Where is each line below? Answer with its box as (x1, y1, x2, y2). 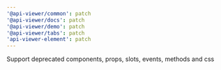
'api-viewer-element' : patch (6, 36, 91, 43)
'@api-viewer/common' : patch (6, 10, 91, 17)
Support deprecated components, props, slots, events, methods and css (6, 55, 215, 63)
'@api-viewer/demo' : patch (6, 23, 85, 30)
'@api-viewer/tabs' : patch (6, 29, 85, 37)
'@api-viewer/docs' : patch (6, 17, 85, 24)
